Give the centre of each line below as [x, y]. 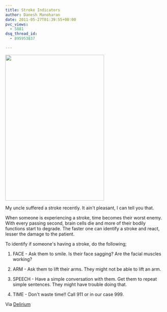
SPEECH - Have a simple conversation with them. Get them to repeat [85, 279]
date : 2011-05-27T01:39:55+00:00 [41, 19]
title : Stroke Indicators [33, 10]
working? [22, 259]
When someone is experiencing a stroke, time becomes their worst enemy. [84, 218]
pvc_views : [17, 24]
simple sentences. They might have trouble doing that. [70, 284]
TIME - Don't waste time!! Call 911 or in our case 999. [68, 294]
